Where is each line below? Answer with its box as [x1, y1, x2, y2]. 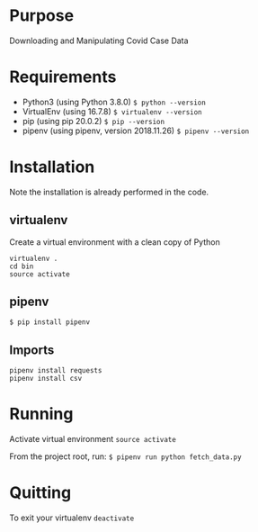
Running [9, 404, 74, 424]
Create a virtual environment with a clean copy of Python [9, 236, 220, 248]
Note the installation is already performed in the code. [9, 186, 209, 197]
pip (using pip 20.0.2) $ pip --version [22, 115, 165, 126]
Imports [9, 342, 55, 357]
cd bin [9, 262, 34, 271]
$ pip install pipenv [9, 318, 91, 327]
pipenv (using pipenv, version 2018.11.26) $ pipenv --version [22, 125, 250, 136]
